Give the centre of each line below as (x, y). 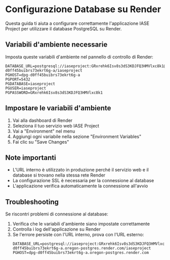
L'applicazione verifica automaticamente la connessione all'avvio (80, 186)
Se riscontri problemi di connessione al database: (57, 214)
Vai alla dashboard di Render (42, 120)
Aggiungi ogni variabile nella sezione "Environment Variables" (77, 136)
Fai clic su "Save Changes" (41, 142)
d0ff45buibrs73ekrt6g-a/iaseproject (44, 70)
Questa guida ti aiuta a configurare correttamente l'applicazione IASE (77, 23)
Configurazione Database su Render (83, 9)
